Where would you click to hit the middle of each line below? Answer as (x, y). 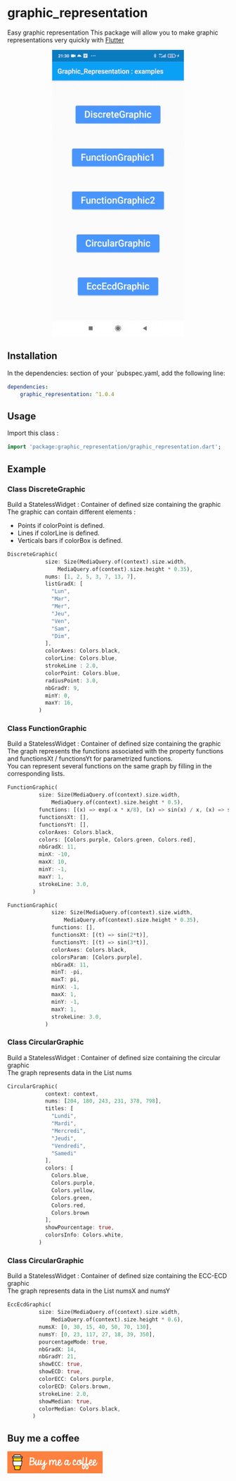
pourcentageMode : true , (73, 1342)
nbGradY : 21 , (58, 1357)
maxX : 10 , (53, 862)
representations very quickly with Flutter (66, 39)
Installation (32, 356)
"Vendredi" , (69, 1146)
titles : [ (59, 1109)
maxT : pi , (66, 980)
